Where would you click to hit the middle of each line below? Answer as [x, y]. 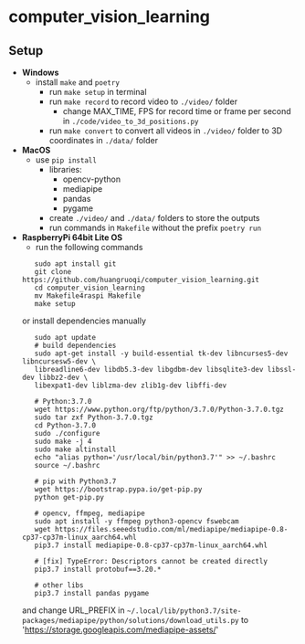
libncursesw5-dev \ [59, 362]
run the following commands [89, 247]
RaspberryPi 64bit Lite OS [72, 238]
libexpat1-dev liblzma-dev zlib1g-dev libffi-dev [131, 385]
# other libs [59, 586]
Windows [40, 72]
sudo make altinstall [75, 449]
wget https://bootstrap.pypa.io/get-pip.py [118, 490]
